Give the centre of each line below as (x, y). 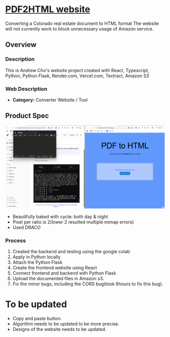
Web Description (26, 89)
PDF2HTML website (48, 9)
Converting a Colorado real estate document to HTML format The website (82, 23)
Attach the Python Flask (37, 262)
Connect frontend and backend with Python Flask (64, 273)
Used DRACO (27, 227)
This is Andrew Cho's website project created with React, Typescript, (77, 70)
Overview (21, 45)
